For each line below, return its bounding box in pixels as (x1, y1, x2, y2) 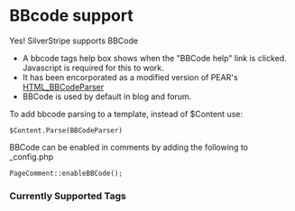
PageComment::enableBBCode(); (9, 169, 124, 178)
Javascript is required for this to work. (22, 62, 164, 73)
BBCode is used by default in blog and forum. (22, 91, 192, 102)
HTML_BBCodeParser (22, 81, 105, 92)
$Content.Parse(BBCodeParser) (9, 125, 124, 135)
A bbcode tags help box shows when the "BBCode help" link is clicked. (22, 52, 287, 63)
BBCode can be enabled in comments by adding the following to (9, 142, 248, 152)
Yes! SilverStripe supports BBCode (9, 35, 138, 46)
